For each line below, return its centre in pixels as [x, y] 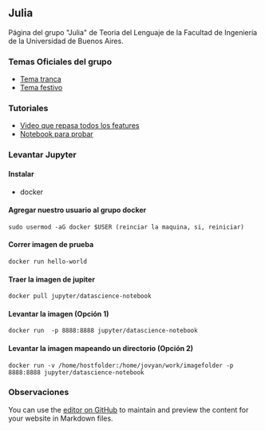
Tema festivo [41, 88]
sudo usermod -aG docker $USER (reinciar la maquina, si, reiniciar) [127, 227]
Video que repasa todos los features [79, 126]
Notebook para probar [56, 134]
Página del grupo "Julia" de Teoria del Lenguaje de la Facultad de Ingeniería [133, 32]
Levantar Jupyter [43, 155]
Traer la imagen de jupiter [52, 279]
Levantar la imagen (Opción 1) [59, 313]
